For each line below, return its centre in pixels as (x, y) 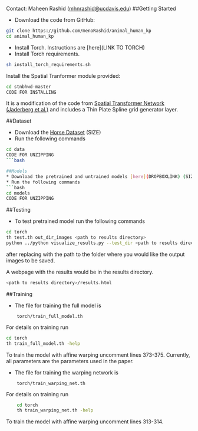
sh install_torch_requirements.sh (49, 64)
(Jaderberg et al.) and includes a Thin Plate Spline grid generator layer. (92, 110)
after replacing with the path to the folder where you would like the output (95, 254)
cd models (18, 193)
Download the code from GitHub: (55, 20)
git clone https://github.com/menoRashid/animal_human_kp (79, 31)
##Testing (19, 210)
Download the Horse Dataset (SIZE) (58, 133)
